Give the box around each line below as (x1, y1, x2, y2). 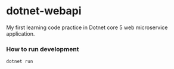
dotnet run (6, 58, 33, 65)
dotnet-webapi (6, 4, 82, 18)
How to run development (6, 45, 79, 53)
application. (6, 30, 35, 37)
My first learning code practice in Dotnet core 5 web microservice (6, 24, 168, 31)
